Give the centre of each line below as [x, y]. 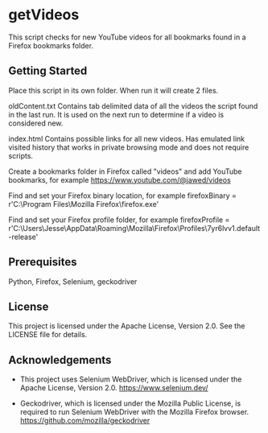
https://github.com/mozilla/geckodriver [85, 421]
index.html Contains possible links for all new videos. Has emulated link [127, 138]
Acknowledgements [60, 360]
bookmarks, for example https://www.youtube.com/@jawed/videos [120, 179]
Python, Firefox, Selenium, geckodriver [73, 281]
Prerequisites [43, 262]
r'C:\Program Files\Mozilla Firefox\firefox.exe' [84, 204]
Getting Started [48, 71]
